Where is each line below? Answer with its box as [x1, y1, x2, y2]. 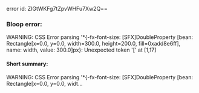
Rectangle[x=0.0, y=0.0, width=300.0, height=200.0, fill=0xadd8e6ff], [6, 40, 181, 47]
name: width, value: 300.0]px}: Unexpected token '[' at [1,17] [6, 46, 157, 53]
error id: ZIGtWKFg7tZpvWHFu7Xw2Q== [6, 5, 108, 12]
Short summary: [6, 60, 48, 67]
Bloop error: [6, 20, 42, 28]
